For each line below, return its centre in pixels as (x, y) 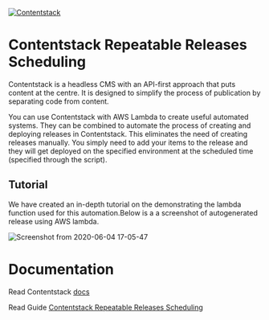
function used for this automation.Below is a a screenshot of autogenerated (133, 212)
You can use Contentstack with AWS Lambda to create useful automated (128, 117)
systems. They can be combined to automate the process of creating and (130, 125)
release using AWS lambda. (54, 221)
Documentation (61, 269)
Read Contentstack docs (49, 291)
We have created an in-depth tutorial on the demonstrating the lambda (125, 204)
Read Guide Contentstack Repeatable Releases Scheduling (106, 307)
